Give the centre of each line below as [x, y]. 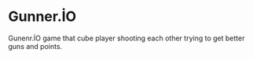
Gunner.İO [42, 17]
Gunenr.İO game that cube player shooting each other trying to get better [126, 38]
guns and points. [35, 46]
